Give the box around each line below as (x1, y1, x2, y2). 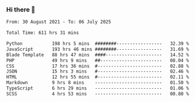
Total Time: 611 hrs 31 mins (6, 30, 79, 36)
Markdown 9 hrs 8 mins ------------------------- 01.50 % (6, 80, 189, 86)
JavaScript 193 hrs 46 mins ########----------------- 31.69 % (6, 46, 189, 52)
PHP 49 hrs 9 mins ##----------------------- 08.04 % (6, 57, 189, 64)
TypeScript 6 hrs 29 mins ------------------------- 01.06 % (6, 85, 189, 92)
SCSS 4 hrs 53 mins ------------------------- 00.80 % (6, 91, 189, 97)
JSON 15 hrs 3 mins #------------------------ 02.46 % (6, 68, 189, 74)
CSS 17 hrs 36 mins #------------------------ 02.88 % (6, 63, 189, 69)
